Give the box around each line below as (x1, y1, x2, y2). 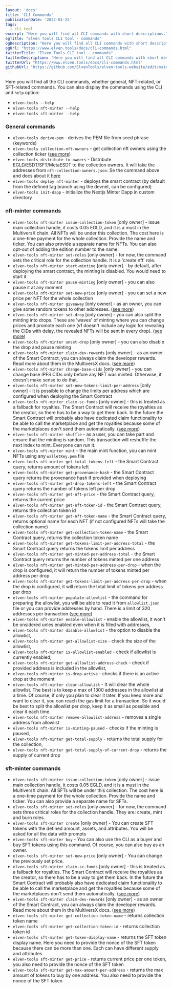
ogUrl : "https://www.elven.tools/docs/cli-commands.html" (5, 46, 132, 51)
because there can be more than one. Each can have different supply (12, 945, 159, 951)
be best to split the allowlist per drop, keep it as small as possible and (12, 703, 160, 709)
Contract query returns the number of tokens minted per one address (12, 556, 160, 562)
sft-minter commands (5, 765, 61, 772)
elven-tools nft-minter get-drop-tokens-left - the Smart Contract (12, 480, 157, 486)
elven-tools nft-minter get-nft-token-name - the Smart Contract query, (12, 512, 166, 519)
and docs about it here (12, 173, 60, 179)
